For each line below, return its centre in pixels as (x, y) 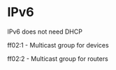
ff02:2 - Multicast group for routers (58, 58)
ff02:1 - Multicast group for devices (58, 45)
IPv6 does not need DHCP (45, 31)
